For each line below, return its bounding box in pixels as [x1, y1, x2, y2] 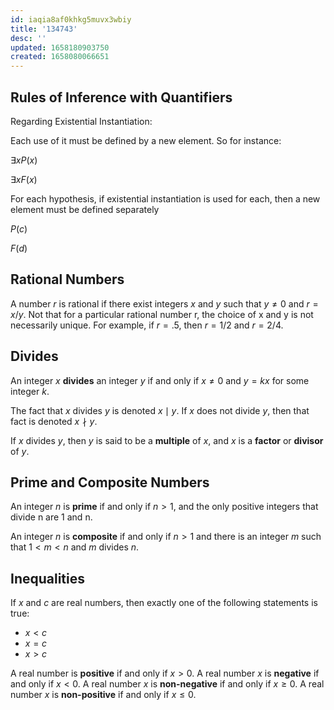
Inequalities [10, 570, 86, 587]
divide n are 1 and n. [10, 511, 93, 523]
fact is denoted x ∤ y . [10, 415, 98, 427]
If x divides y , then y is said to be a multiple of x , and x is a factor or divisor [10, 434, 324, 446]
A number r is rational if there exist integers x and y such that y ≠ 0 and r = [10, 297, 319, 310]
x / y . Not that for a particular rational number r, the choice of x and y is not [10, 308, 314, 320]
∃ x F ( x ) [10, 173, 38, 185]
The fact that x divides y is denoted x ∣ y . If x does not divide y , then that [10, 404, 310, 416]
